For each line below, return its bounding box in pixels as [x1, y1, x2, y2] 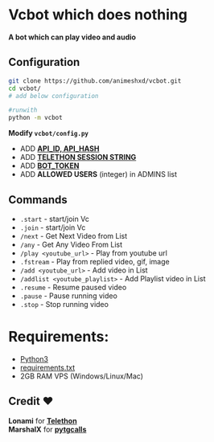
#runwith [8, 106, 38, 114]
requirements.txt [19, 362, 76, 372]
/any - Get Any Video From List [19, 239, 123, 249]
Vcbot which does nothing [8, 6, 187, 24]
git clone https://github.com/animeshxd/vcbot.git [8, 76, 182, 85]
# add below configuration [8, 92, 99, 100]
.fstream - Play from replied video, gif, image [19, 256, 171, 266]
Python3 [19, 354, 48, 363]
